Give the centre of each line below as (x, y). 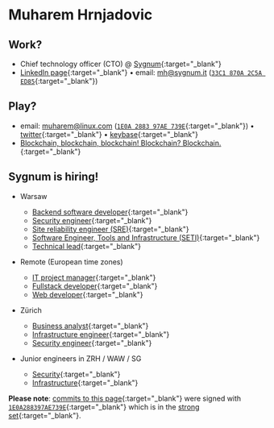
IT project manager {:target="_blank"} (94, 277)
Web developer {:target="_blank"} (87, 294)
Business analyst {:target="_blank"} (90, 326)
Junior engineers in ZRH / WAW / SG (81, 358)
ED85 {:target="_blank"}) (59, 81)
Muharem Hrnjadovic (81, 15)
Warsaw (33, 196)
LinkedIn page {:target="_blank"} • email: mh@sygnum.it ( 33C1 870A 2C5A (141, 73)
